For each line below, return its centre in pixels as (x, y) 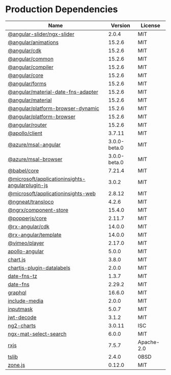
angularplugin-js (28, 185)
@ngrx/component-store (38, 210)
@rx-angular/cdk (29, 226)
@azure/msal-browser (35, 159)
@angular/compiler (31, 67)
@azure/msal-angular (34, 144)
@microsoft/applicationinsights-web (52, 193)
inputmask (20, 309)
